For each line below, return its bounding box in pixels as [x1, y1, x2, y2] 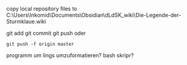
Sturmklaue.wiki [6, 18, 47, 25]
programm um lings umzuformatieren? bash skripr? [6, 52, 134, 59]
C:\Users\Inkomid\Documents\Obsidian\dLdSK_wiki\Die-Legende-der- [6, 11, 182, 19]
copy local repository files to [6, 5, 77, 12]
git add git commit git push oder [6, 29, 87, 37]
